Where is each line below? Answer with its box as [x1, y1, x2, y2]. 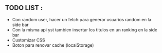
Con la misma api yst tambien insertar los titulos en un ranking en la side [12, 26, 158, 33]
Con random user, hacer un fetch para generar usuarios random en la [12, 16, 152, 22]
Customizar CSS [12, 37, 45, 43]
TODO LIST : [5, 4, 43, 12]
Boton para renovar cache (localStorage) [12, 42, 94, 48]
